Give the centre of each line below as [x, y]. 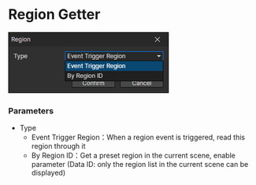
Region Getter [54, 15]
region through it [58, 146]
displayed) [48, 173]
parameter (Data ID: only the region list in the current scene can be [140, 165]
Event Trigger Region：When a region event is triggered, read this [138, 137]
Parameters [31, 110]
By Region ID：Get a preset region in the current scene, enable [134, 156]
